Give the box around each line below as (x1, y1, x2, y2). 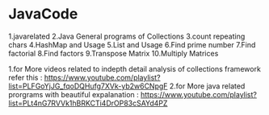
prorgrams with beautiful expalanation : (8, 89, 139, 99)
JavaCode (8, 5, 78, 23)
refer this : (8, 72, 43, 82)
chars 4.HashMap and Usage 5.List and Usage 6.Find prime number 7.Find (8, 39, 256, 49)
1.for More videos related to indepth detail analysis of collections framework (8, 64, 261, 73)
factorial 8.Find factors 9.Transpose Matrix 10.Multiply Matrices (8, 48, 219, 58)
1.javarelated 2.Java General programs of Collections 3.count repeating (8, 31, 246, 41)
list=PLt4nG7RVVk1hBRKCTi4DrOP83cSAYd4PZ (8, 98, 168, 108)
